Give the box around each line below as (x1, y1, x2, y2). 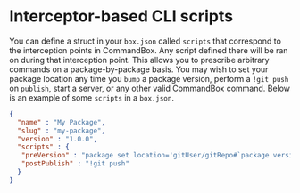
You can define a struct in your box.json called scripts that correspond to (9, 36, 281, 46)
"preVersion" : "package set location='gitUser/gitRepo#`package (21, 151, 270, 160)
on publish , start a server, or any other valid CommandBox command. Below (9, 83, 291, 93)
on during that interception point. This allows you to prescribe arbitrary (9, 54, 270, 65)
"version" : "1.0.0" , (17, 134, 98, 143)
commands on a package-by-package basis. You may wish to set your (9, 64, 269, 75)
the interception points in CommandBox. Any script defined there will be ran (9, 44, 288, 55)
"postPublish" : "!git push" (21, 159, 129, 168)
